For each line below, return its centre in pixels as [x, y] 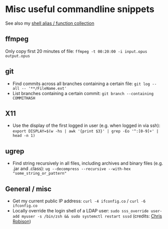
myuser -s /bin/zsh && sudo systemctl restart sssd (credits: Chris [92, 216]
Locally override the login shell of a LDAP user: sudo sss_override [80, 211]
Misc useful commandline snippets [80, 9]
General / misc [28, 189]
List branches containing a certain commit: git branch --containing [83, 93]
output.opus [18, 56]
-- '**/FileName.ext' [44, 88]
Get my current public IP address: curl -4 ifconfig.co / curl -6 [79, 201]
